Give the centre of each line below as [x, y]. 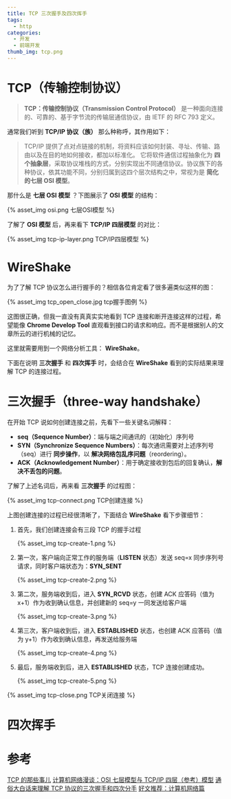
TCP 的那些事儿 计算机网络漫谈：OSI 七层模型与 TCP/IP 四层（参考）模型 [111, 779]
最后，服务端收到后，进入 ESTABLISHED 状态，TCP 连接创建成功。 [112, 667]
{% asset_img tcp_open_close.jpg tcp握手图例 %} [77, 302]
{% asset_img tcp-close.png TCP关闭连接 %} [71, 694]
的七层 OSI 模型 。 [49, 180]
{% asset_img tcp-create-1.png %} [66, 543]
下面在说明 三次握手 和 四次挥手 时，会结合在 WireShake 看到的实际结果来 [112, 362]
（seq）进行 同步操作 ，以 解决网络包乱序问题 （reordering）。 [103, 454]
